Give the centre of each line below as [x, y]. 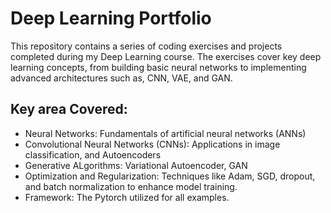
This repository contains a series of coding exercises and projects [146, 46]
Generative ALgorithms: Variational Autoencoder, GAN [136, 165]
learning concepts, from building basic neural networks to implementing [158, 67]
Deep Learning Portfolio [111, 18]
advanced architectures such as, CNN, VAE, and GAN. [121, 78]
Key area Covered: [69, 109]
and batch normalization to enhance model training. [131, 186]
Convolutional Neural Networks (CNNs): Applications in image [152, 144]
